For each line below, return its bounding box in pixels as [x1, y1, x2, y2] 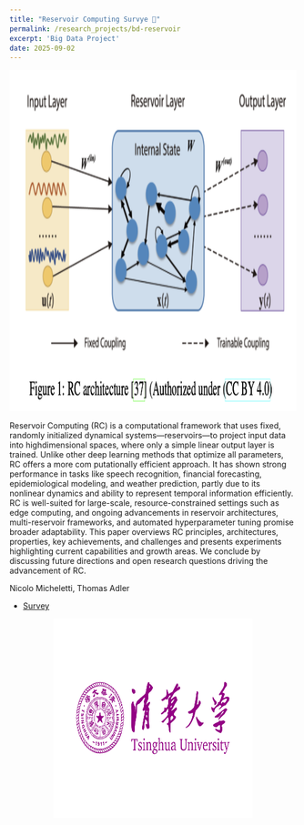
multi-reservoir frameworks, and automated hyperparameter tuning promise [9, 517, 294, 528]
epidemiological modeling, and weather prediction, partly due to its [9, 478, 261, 489]
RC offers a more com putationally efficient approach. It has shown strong [9, 459, 287, 470]
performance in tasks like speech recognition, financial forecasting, [9, 468, 262, 479]
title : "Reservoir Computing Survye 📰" [9, 15, 161, 24]
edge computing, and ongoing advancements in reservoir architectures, [9, 508, 279, 518]
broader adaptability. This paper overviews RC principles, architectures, [9, 527, 279, 538]
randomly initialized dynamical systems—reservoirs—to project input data [9, 430, 287, 441]
